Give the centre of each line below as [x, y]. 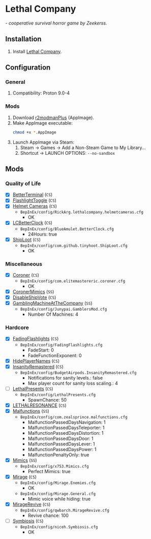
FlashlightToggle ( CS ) [35, 200]
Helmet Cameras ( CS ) [35, 206]
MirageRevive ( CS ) [32, 504]
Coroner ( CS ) [26, 275]
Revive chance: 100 [48, 515]
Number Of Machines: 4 [53, 314]
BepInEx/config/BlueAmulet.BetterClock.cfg [67, 229]
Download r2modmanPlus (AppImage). [53, 118]
